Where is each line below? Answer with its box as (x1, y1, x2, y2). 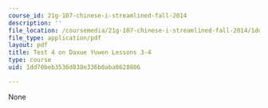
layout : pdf (8, 41, 48, 49)
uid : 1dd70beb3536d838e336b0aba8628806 (8, 64, 141, 71)
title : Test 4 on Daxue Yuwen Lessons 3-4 (8, 48, 152, 56)
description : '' (8, 19, 62, 27)
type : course (8, 56, 52, 64)
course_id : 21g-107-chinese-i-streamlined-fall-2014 (8, 11, 187, 20)
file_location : (8, 26, 59, 34)
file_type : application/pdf (8, 33, 102, 42)
